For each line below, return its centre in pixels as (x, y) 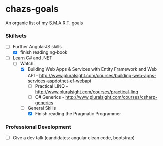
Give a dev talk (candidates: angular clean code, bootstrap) (74, 138)
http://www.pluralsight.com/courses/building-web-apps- (98, 75)
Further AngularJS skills (37, 47)
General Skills (42, 108)
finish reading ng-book (44, 52)
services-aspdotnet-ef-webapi (59, 81)
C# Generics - (49, 97)
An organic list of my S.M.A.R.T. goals (44, 23)
